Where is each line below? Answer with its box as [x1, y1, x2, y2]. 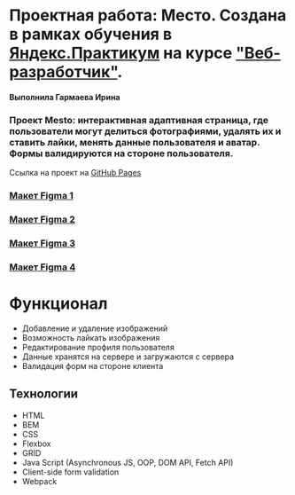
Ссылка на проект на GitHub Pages [9, 168, 142, 178]
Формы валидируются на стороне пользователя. [9, 147, 234, 160]
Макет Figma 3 [9, 237, 76, 249]
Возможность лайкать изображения [21, 332, 160, 342]
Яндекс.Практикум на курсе [9, 43, 233, 63]
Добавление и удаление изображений [21, 323, 168, 334]
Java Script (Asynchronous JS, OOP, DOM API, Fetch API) [21, 457, 234, 467]
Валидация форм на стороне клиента [21, 360, 164, 371]
